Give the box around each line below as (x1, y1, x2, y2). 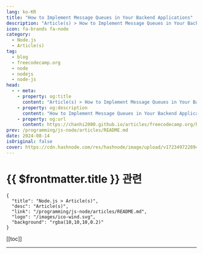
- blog (11, 54, 28, 60)
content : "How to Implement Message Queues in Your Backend (22, 110, 177, 116)
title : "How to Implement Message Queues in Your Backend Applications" (6, 15, 193, 21)
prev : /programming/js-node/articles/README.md (6, 127, 129, 133)
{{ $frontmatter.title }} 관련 (6, 172, 142, 185)
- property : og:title (17, 93, 71, 99)
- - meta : (11, 88, 36, 94)
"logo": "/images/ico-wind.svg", (11, 213, 96, 220)
